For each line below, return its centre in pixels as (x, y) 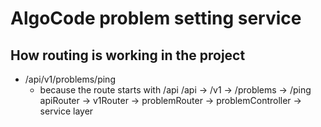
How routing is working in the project (128, 55)
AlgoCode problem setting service (156, 18)
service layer (66, 111)
